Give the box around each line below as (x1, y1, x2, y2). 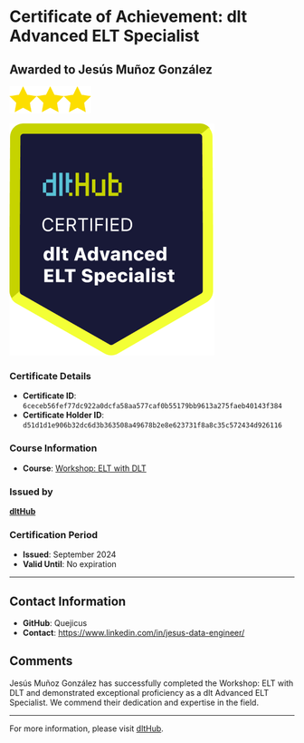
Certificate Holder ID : (22, 410, 105, 421)
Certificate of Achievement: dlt (9, 6, 248, 27)
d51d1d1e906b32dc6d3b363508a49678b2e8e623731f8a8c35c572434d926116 (22, 421, 282, 430)
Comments (9, 653, 73, 669)
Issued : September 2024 (22, 549, 117, 560)
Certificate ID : (22, 390, 77, 401)
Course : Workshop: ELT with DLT (22, 463, 147, 474)
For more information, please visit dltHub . (9, 723, 165, 734)
